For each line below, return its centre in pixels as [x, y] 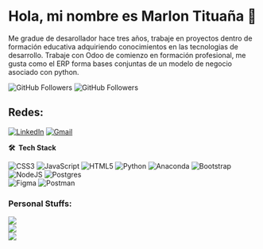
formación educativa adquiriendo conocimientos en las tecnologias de [123, 46]
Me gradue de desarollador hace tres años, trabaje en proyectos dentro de [130, 38]
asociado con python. [44, 72]
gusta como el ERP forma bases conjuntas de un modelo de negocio [120, 64]
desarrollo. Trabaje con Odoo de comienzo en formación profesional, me [127, 55]
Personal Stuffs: [40, 204]
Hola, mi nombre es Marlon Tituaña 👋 [132, 16]
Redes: [26, 113]
